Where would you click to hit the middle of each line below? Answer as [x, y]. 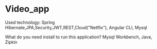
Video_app [27, 9]
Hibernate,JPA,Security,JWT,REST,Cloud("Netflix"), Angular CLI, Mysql [76, 27]
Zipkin [11, 42]
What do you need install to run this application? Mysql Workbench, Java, [78, 37]
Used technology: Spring [30, 22]
